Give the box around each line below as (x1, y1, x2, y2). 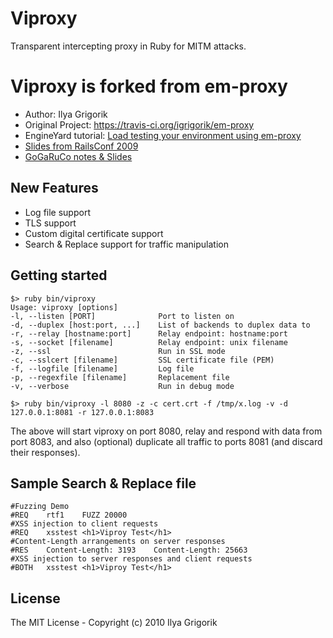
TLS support (24, 217, 77, 229)
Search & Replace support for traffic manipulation (24, 238, 230, 250)
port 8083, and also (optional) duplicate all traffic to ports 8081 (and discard (10, 435, 323, 447)
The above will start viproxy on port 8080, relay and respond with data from (10, 425, 323, 437)
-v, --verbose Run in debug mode (10, 381, 235, 391)
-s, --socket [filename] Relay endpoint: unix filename (10, 337, 288, 347)
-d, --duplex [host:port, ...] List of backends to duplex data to (10, 320, 311, 330)
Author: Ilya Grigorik (24, 108, 108, 120)
